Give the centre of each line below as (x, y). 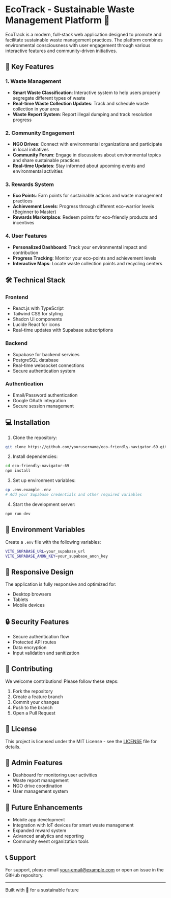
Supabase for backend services (46, 354)
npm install (18, 471)
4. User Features (26, 236)
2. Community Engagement (40, 133)
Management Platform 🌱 (58, 20)
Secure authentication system (44, 371)
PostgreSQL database (36, 360)
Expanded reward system (39, 831)
